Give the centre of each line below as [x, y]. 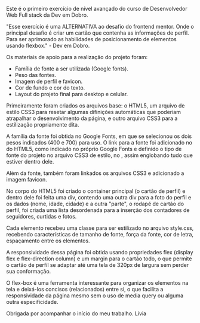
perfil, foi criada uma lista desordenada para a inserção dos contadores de [98, 210]
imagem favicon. [27, 179]
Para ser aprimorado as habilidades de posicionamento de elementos [92, 39]
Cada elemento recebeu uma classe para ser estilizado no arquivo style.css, [100, 228]
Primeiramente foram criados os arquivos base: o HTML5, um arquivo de [96, 106]
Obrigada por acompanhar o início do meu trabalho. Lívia [76, 313]
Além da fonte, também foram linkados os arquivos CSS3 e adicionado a [95, 173]
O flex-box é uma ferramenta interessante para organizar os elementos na [97, 283]
